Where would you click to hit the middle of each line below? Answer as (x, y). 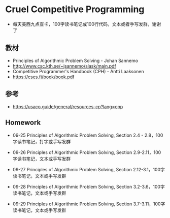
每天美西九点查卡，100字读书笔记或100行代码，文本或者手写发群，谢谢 (87, 24)
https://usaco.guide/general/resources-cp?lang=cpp (68, 106)
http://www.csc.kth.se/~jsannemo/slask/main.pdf (64, 66)
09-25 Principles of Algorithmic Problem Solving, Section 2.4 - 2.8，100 (88, 135)
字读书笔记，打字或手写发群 (42, 142)
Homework (23, 122)
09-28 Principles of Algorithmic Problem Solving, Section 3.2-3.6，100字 (89, 187)
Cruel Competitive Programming (75, 9)
